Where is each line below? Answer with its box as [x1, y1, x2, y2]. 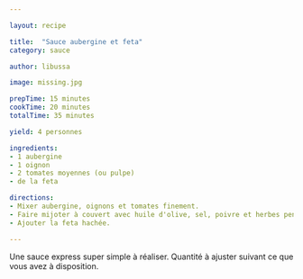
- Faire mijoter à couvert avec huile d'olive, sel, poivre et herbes [9, 210, 280, 219]
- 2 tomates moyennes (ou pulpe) [9, 168, 135, 178]
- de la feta [9, 177, 59, 186]
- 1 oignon [9, 160, 50, 169]
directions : [9, 193, 54, 202]
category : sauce [9, 46, 70, 55]
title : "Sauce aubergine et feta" [9, 37, 143, 46]
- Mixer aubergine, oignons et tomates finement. [9, 202, 200, 211]
